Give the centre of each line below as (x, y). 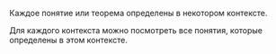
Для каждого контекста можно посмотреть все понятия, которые (136, 30)
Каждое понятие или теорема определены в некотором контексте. (138, 13)
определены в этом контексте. (68, 40)
